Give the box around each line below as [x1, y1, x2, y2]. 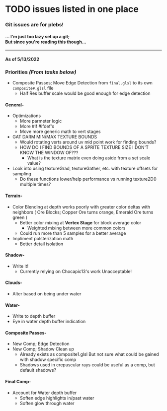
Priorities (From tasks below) [5, 68, 77, 75]
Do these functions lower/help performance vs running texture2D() [19, 176, 157, 182]
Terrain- [5, 193, 23, 199]
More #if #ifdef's [19, 123, 55, 130]
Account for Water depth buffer [12, 390, 77, 396]
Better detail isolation [19, 241, 64, 247]
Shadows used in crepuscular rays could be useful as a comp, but [19, 362, 155, 368]
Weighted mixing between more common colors [27, 225, 126, 231]
